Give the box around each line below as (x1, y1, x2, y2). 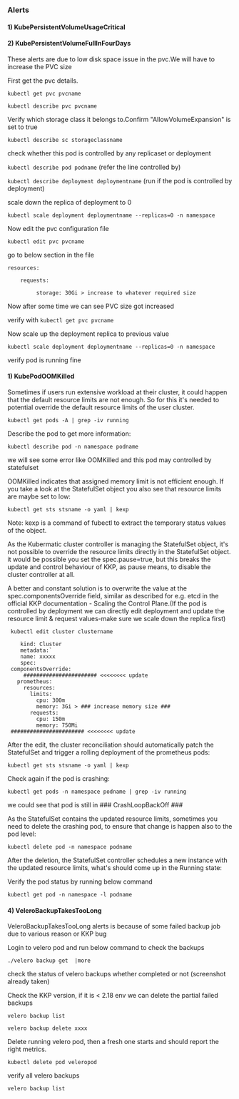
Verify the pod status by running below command (7, 877, 153, 886)
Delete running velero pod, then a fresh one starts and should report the (7, 1038, 219, 1046)
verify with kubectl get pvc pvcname (7, 315, 114, 324)
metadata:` (20, 647, 53, 654)
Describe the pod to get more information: (7, 429, 131, 438)
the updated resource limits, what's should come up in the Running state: (7, 863, 223, 871)
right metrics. (7, 1045, 47, 1053)
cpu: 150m (36, 715, 66, 722)
